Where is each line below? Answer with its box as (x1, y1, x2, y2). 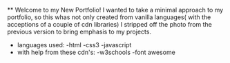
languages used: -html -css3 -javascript (17, 41, 132, 49)
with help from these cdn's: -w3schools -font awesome (17, 48, 176, 56)
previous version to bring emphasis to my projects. (7, 27, 152, 36)
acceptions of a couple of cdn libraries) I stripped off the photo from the (7, 21, 213, 28)
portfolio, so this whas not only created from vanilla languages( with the (7, 13, 211, 21)
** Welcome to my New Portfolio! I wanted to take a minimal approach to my (7, 6, 224, 14)
